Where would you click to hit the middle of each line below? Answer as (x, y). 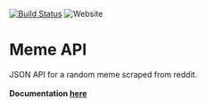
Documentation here (48, 93)
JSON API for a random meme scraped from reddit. (103, 74)
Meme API (48, 50)
